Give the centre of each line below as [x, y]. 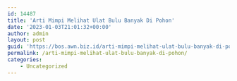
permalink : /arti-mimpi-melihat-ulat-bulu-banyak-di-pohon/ [98, 54]
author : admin [28, 33]
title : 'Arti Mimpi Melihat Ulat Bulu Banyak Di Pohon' [91, 20]
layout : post [26, 40]
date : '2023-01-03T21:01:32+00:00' [60, 27]
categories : [25, 60]
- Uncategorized [44, 66]
